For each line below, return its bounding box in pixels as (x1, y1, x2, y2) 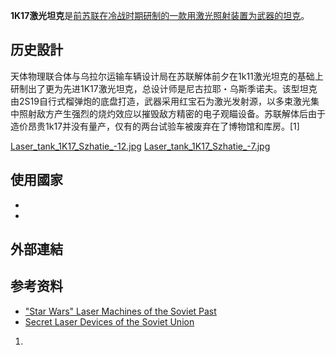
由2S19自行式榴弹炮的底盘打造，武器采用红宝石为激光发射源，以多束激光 (10, 95, 311, 107)
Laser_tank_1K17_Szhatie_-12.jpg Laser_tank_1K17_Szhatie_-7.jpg (10, 140, 271, 152)
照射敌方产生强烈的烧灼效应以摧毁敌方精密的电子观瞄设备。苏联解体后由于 (18, 107, 326, 119)
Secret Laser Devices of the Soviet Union (24, 315, 195, 328)
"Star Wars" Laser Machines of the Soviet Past (24, 305, 217, 317)
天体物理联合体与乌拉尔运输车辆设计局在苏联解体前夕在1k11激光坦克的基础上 (10, 70, 324, 82)
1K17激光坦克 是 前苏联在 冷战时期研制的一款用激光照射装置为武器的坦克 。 (10, 10, 310, 21)
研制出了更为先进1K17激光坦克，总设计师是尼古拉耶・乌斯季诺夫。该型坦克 (10, 82, 318, 94)
